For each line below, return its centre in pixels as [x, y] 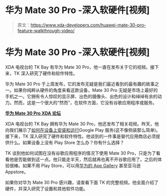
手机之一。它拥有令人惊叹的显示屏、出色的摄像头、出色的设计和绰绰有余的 [81, 96]
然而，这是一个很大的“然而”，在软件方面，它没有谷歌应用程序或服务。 [85, 102]
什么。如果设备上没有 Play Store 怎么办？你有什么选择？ [67, 142]
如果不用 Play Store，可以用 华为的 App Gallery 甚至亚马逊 [81, 166]
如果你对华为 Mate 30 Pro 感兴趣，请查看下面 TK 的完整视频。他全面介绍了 [82, 182]
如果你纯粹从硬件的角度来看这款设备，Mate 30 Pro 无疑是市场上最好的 [86, 90]
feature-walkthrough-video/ [46, 30]
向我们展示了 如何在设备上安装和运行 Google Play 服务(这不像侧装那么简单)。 [83, 130]
